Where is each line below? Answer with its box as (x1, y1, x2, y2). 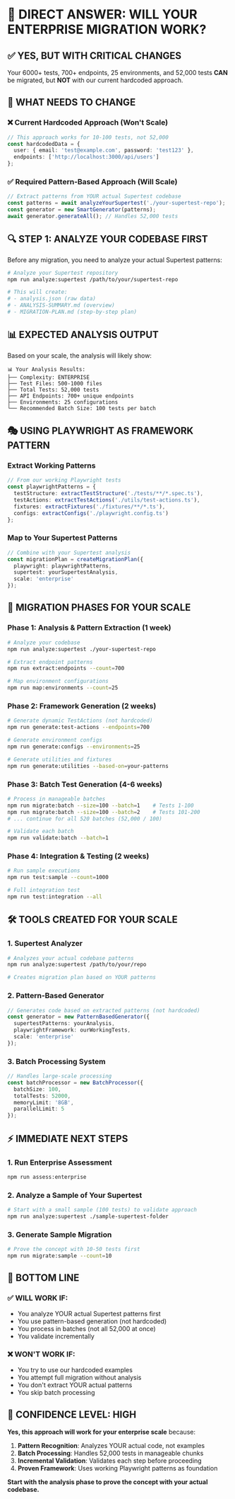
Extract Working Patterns (7, 460, 96, 470)
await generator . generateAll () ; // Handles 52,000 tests (7, 213, 179, 220)
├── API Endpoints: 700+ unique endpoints (7, 392, 134, 400)
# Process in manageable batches (7, 795, 106, 803)
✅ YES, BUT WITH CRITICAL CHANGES (7, 50, 182, 62)
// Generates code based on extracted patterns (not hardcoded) (7, 1007, 200, 1014)
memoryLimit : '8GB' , (13, 1099, 74, 1106)
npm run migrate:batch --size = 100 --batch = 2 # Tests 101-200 (7, 808, 200, 815)
